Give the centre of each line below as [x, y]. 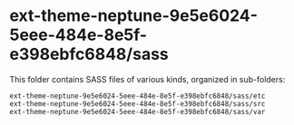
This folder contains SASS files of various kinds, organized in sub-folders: [147, 79]
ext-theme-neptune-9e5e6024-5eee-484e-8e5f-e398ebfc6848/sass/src [137, 104]
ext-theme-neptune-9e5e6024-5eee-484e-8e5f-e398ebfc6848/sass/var [137, 111]
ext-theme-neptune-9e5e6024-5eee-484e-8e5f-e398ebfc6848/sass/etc [137, 96]
